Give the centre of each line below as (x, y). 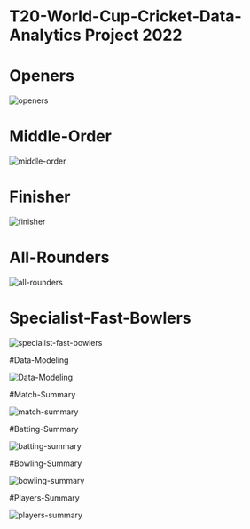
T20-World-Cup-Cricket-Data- (125, 16)
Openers (42, 76)
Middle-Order (61, 136)
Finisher (40, 197)
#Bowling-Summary (46, 463)
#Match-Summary (43, 394)
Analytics (45, 35)
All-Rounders (59, 257)
